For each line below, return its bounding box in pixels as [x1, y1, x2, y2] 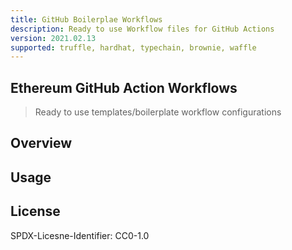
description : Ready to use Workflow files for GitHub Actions [10, 24, 275, 34]
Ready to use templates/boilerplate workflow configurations [34, 106, 282, 118]
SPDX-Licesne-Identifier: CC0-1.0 [10, 229, 150, 241]
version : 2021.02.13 [10, 33, 97, 43]
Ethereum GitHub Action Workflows [10, 79, 238, 96]
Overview [10, 135, 73, 152]
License [10, 203, 61, 220]
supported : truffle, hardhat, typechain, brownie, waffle [10, 42, 257, 53]
